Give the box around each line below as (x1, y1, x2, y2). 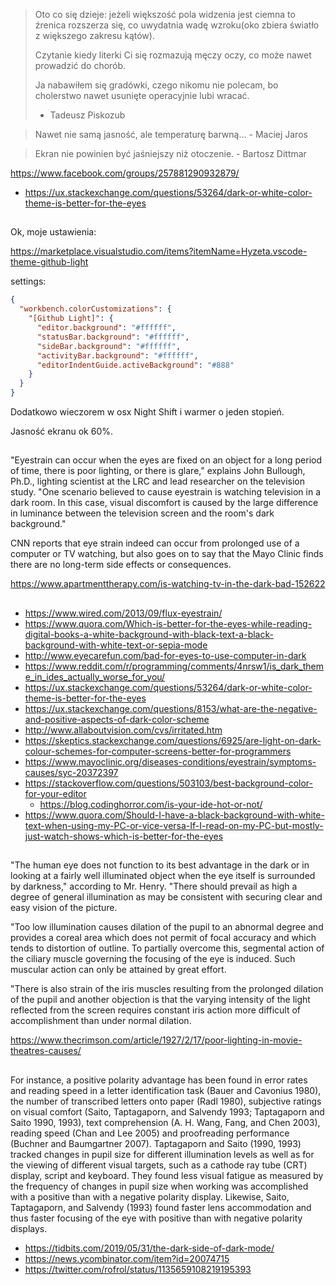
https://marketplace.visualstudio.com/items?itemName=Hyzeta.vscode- (10, 245, 308, 258)
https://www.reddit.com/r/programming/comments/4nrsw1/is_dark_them (24, 660, 324, 672)
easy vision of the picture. (10, 902, 118, 914)
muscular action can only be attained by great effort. (10, 964, 227, 976)
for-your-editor (24, 787, 87, 799)
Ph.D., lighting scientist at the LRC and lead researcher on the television (10, 475, 305, 488)
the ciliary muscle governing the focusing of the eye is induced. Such (10, 953, 296, 965)
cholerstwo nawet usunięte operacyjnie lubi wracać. (34, 90, 250, 101)
